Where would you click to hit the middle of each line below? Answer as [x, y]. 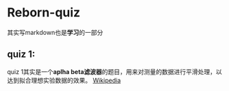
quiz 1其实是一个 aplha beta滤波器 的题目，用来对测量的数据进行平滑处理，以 [115, 71]
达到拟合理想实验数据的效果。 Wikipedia [64, 80]
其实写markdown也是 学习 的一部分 [55, 32]
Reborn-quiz [44, 13]
